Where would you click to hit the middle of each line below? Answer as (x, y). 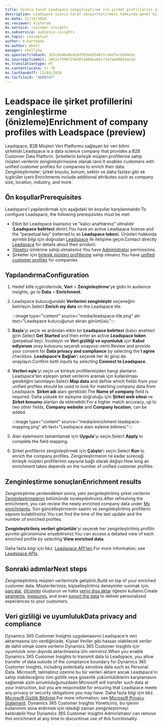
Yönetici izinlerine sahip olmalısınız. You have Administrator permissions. (84, 249)
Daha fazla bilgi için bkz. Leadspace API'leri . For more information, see (75, 549)
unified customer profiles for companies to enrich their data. (65, 166)
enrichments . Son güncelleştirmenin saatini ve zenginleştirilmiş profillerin (78, 509)
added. (19, 412)
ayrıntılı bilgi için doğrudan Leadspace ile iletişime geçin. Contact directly (84, 239)
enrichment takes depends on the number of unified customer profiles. (83, 466)
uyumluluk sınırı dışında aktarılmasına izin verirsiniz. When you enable (74, 651)
